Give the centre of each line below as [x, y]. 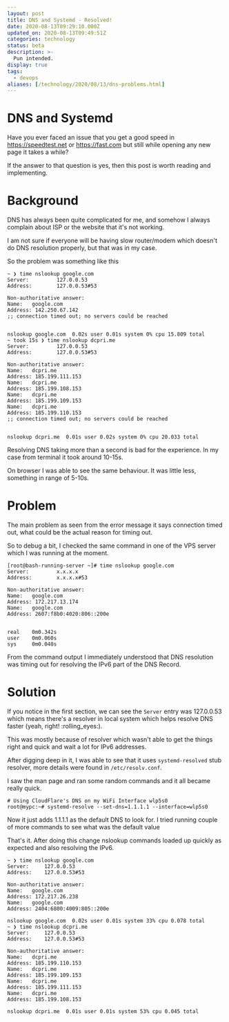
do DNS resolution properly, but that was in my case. [82, 248]
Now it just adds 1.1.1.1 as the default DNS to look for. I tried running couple [112, 820]
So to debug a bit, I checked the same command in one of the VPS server [111, 546]
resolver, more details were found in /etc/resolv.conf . [84, 768]
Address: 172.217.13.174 [43, 602]
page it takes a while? [38, 152]
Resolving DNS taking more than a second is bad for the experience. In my [113, 450]
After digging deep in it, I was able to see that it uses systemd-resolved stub [114, 760]
